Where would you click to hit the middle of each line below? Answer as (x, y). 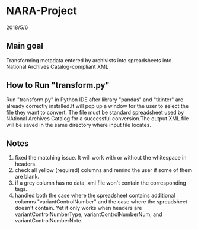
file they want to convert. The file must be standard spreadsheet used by (95, 112)
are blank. (27, 177)
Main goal (25, 46)
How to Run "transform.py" (58, 85)
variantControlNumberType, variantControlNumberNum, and (88, 214)
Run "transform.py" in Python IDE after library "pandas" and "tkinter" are (95, 100)
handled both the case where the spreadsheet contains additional (95, 195)
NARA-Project (41, 11)
